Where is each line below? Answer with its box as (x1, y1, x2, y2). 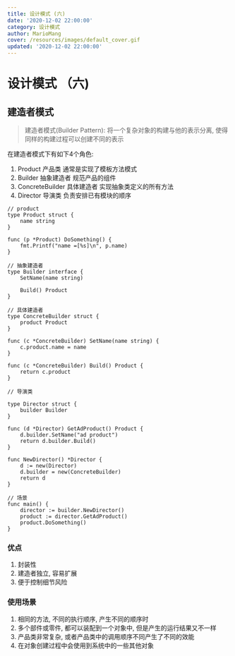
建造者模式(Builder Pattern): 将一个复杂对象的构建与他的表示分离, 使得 (24, 126, 228, 134)
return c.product (20, 368, 71, 375)
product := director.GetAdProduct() (20, 513, 128, 520)
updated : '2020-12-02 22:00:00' (7, 43, 102, 50)
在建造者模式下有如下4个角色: (7, 150, 94, 158)
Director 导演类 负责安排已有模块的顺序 (17, 191, 132, 200)
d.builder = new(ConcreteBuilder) (20, 468, 121, 475)
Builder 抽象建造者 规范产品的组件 (17, 174, 116, 182)
